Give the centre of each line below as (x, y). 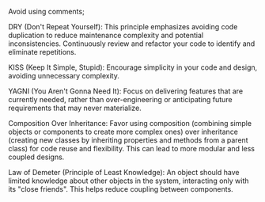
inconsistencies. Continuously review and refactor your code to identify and (132, 44)
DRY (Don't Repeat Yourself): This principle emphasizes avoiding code (123, 27)
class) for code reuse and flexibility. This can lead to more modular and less (132, 149)
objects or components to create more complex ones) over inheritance (123, 131)
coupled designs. (36, 157)
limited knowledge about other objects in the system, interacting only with (129, 181)
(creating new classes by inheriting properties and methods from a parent (128, 140)
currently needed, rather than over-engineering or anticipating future (120, 99)
